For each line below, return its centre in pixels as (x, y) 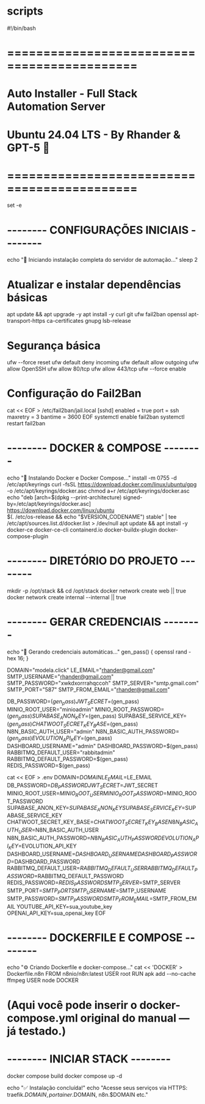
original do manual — (135, 1018)
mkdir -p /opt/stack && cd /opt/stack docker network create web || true (97, 591)
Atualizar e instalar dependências (94, 284)
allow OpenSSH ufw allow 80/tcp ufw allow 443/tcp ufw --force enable (97, 369)
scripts (25, 11)
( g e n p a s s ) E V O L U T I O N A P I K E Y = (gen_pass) (59, 739)
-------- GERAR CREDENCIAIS (84, 622)
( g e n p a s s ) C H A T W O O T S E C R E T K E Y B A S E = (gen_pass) (73, 724)
